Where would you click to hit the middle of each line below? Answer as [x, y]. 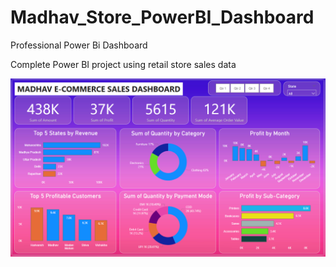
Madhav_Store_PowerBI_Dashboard [162, 17]
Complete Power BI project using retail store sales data [123, 64]
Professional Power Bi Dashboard [79, 45]
